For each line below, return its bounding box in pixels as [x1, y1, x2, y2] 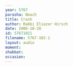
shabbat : [5, 49, 23, 54]
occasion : [5, 54, 26, 59]
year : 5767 [5, 7, 28, 13]
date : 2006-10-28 [5, 26, 41, 31]
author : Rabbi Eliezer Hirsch [5, 21, 68, 27]
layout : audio [5, 40, 35, 45]
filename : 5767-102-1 [5, 36, 50, 41]
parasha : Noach [5, 12, 37, 17]
